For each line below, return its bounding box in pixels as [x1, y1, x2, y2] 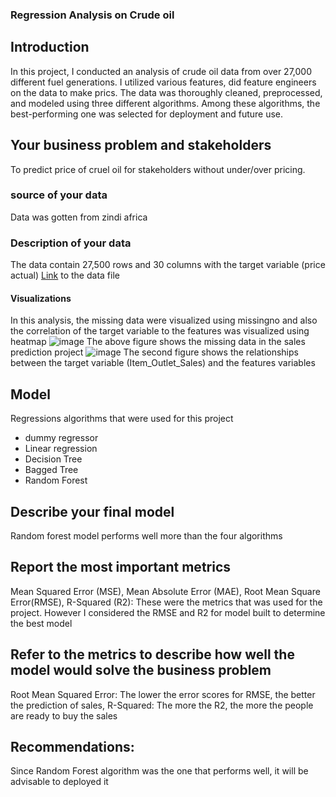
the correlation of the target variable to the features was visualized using [10, 325, 310, 337]
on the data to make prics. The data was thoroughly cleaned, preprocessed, [10, 86, 323, 98]
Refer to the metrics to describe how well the [10, 646, 295, 663]
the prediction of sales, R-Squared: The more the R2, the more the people [10, 699, 314, 711]
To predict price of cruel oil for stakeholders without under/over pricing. [10, 163, 306, 175]
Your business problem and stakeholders [10, 137, 272, 154]
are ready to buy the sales [10, 709, 118, 722]
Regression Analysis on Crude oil [10, 8, 175, 22]
